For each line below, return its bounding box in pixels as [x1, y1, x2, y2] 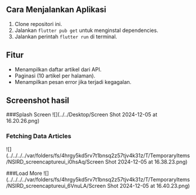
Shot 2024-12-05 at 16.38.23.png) [105, 158, 188, 165]
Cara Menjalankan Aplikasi [6, 5, 107, 15]
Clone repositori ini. [14, 20, 62, 27]
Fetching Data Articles [6, 132, 72, 141]
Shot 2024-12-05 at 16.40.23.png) [107, 182, 190, 189]
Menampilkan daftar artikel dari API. [14, 66, 102, 73]
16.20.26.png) [6, 118, 40, 125]
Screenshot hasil [6, 96, 69, 106]
